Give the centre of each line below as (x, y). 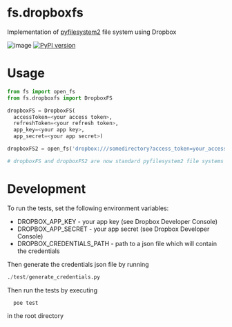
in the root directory (36, 316)
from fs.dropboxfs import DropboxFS (60, 98)
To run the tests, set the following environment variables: (88, 208)
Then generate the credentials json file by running (78, 264)
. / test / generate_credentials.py (54, 277)
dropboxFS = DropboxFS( (41, 111)
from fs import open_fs (41, 91)
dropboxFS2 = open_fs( (40, 149)
